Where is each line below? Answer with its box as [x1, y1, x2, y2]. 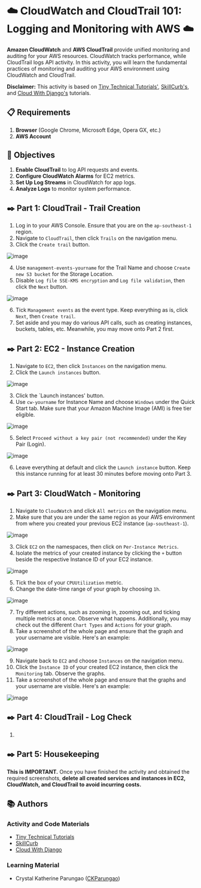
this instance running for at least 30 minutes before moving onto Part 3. [15, 470, 192, 478]
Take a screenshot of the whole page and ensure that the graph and [15, 628, 184, 634]
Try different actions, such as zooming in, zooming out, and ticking [15, 609, 180, 616]
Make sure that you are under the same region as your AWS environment [15, 513, 195, 521]
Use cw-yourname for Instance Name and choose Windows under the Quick [15, 399, 195, 406]
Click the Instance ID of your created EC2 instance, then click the [15, 664, 178, 670]
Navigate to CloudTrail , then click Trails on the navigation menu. [15, 235, 178, 242]
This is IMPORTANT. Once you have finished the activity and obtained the [7, 768, 190, 775]
